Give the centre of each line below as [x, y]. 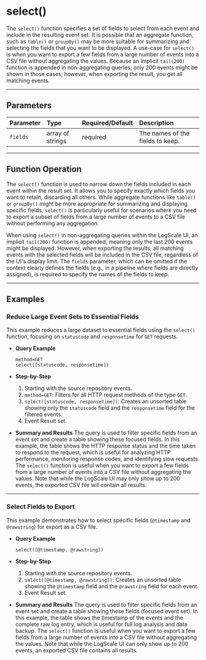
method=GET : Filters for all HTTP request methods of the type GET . [106, 395]
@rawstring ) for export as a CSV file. [52, 527]
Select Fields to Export [41, 507]
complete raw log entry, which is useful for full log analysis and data [101, 624]
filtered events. [43, 414]
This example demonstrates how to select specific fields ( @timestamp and [99, 520]
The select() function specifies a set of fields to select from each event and [103, 28]
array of [58, 133]
